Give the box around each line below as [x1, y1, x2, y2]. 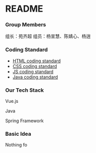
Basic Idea [5, 130, 31, 137]
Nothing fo [5, 142, 28, 148]
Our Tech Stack [5, 87, 44, 94]
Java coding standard [12, 74, 58, 80]
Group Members [5, 21, 46, 28]
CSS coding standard [12, 63, 57, 69]
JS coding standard [12, 68, 54, 74]
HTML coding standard [12, 58, 61, 64]
